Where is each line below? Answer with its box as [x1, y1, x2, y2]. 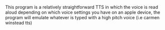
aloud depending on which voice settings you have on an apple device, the [5, 9, 160, 15]
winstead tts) [5, 20, 33, 26]
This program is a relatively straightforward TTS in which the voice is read [5, 4, 158, 10]
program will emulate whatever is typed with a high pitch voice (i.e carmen [5, 15, 160, 20]
